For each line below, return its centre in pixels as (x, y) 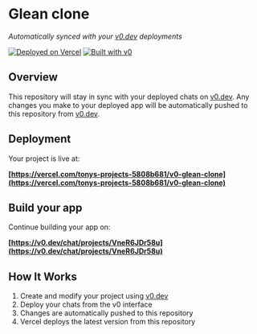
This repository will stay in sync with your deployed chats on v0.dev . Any (129, 97)
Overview (33, 77)
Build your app (45, 207)
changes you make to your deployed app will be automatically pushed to (128, 105)
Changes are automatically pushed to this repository (106, 313)
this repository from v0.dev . (54, 113)
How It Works (43, 276)
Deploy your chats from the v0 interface (86, 305)
